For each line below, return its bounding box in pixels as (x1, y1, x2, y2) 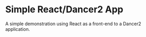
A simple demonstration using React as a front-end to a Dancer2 (5, 21, 141, 27)
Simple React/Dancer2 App (5, 4, 123, 15)
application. (5, 26, 30, 32)
